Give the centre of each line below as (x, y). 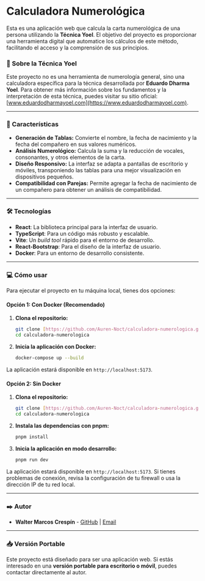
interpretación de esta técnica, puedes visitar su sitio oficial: (82, 97)
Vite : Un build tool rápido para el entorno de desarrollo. (85, 240)
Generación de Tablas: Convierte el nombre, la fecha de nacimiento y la (106, 137)
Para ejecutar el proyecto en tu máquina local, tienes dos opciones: (91, 291)
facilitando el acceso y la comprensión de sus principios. (78, 48)
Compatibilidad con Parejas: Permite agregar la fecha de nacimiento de (106, 183)
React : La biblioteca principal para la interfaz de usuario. (86, 227)
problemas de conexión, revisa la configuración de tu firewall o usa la (94, 478)
